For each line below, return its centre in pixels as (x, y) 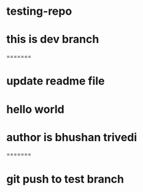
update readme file (56, 81)
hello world (35, 109)
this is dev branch (53, 40)
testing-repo (39, 11)
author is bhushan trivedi (72, 137)
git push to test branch (65, 179)
